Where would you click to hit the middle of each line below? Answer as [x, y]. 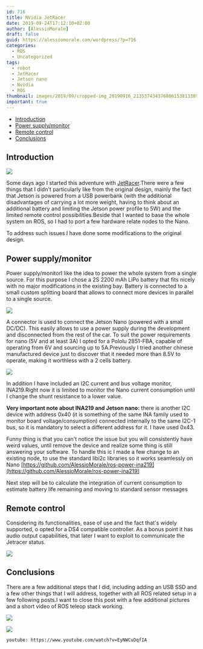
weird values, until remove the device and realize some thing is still [89, 445]
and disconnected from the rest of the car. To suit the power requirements [98, 335]
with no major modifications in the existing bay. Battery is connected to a [97, 286]
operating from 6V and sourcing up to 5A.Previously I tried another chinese [100, 347]
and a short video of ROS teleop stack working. [65, 606]
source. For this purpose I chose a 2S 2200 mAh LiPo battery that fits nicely [101, 280]
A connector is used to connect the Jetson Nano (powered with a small [95, 322]
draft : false [23, 34]
